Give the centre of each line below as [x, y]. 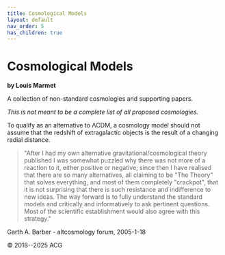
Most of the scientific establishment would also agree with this [112, 211]
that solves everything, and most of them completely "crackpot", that [121, 182]
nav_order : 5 [26, 26]
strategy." [37, 219]
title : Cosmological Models [47, 13]
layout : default [30, 20]
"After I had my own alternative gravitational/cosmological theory [115, 153]
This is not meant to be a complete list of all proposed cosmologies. [103, 112]
